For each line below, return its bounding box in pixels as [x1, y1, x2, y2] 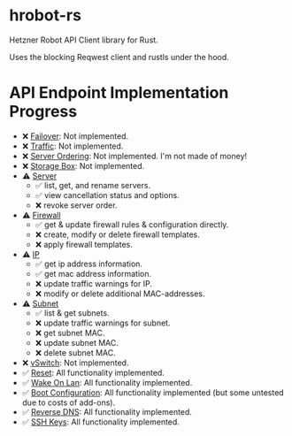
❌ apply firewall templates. [35, 239, 133, 249]
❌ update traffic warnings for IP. [35, 278, 153, 288]
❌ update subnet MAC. [35, 337, 119, 348]
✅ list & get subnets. [35, 307, 110, 318]
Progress [9, 102, 78, 122]
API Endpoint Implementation [9, 83, 229, 103]
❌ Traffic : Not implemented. [21, 141, 124, 151]
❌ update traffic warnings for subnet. [35, 317, 171, 328]
